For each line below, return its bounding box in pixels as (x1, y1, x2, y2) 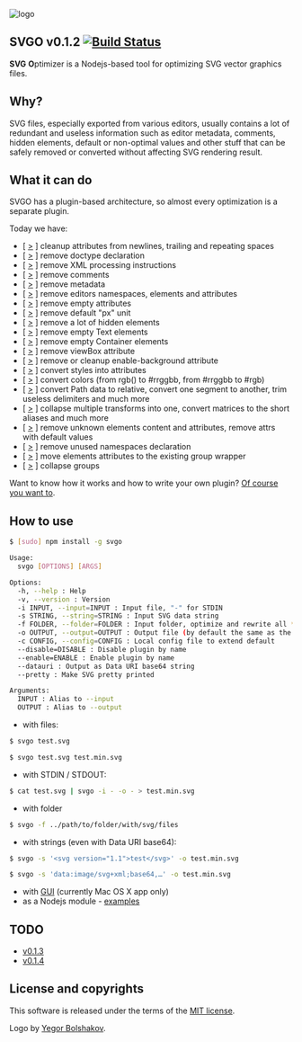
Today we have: (9, 223, 68, 234)
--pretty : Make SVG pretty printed (17, 670, 155, 679)
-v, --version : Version (17, 594, 111, 604)
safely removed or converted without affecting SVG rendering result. (9, 147, 263, 157)
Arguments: (9, 686, 50, 696)
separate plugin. (9, 206, 70, 217)
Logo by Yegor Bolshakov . (9, 1022, 106, 1033)
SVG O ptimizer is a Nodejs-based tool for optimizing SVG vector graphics (9, 58, 282, 69)
